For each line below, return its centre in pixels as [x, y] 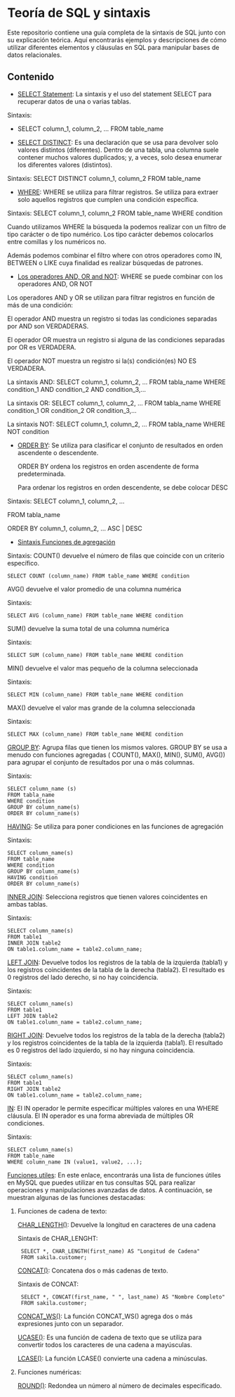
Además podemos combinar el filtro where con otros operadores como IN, [115, 255]
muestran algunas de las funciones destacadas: [76, 1197]
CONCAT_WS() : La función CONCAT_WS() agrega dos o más [105, 1316]
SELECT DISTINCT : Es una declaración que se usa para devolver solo [118, 142]
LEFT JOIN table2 [33, 1016]
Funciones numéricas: [49, 1372]
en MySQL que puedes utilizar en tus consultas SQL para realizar [101, 1182]
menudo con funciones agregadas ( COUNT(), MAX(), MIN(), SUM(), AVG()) [116, 755]
